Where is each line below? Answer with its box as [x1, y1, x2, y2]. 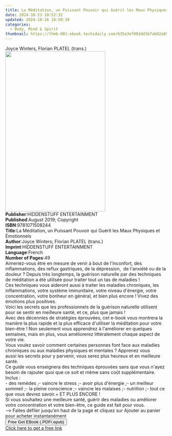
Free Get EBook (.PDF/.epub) [8, 419, 64, 425]
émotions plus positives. [5, 299, 57, 304]
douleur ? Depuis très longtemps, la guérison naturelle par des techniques [5, 271, 161, 277]
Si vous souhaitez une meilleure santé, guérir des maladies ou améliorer [5, 397, 157, 403]
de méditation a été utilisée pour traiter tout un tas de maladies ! [5, 276, 140, 283]
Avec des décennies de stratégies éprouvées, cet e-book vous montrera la [5, 315, 163, 321]
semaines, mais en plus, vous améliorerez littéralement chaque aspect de [5, 331, 160, 337]
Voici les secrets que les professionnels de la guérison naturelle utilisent [5, 304, 158, 310]
